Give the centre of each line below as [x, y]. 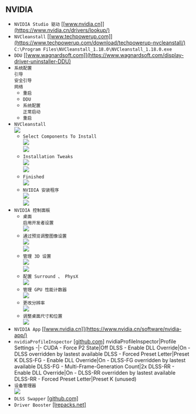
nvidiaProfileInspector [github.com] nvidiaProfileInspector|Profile [95, 341]
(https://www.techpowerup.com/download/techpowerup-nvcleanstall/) [100, 42]
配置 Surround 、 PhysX [50, 276]
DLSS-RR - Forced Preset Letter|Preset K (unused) [75, 379]
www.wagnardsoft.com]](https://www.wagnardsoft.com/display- [106, 55]
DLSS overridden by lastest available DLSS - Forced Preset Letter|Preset [102, 354]
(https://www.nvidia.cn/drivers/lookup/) [62, 30]
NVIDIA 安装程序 [41, 190]
